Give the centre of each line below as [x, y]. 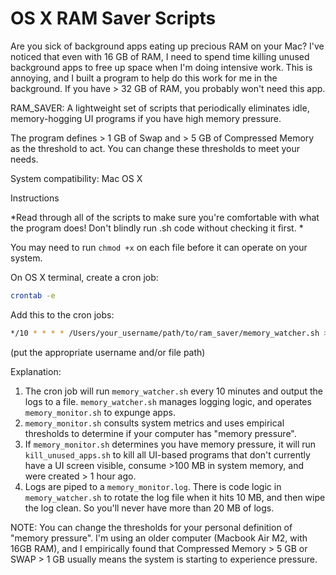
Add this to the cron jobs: [62, 314]
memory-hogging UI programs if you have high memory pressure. [146, 118]
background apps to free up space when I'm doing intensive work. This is [161, 67]
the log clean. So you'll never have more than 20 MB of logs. [149, 508]
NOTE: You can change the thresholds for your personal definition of [151, 527]
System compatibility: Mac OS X [76, 178]
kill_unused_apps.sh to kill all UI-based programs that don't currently [167, 454]
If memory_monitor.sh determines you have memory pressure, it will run [170, 444]
